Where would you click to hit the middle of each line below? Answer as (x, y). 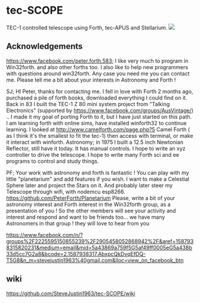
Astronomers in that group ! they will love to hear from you (78, 223)
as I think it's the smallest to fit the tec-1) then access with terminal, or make (100, 135)
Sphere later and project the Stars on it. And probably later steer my (90, 185)
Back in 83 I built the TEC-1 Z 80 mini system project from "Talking (88, 104)
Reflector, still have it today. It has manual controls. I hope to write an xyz (96, 148)
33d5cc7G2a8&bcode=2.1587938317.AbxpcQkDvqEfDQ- (76, 253)
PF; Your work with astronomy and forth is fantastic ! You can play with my (98, 172)
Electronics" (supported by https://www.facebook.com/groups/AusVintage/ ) (100, 110)
